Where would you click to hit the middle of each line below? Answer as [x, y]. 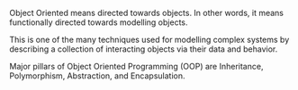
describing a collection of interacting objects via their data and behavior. [144, 49]
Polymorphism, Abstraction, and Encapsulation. [98, 76]
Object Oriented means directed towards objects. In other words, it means [147, 13]
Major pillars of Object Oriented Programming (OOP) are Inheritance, [136, 66]
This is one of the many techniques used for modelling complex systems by [149, 40]
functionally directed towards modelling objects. [99, 22]
